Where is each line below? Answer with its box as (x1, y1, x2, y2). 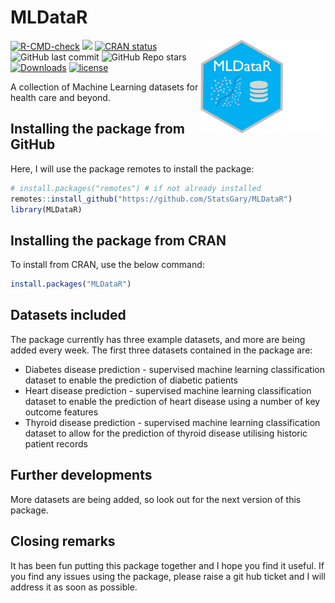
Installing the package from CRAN (10, 232, 227, 249)
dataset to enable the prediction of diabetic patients (24, 374, 238, 386)
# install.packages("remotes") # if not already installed (10, 183, 262, 193)
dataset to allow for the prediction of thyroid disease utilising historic (24, 427, 308, 439)
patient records (24, 437, 88, 450)
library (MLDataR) (10, 204, 83, 215)
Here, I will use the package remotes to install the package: (10, 162, 255, 175)
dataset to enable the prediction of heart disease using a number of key (24, 395, 321, 407)
